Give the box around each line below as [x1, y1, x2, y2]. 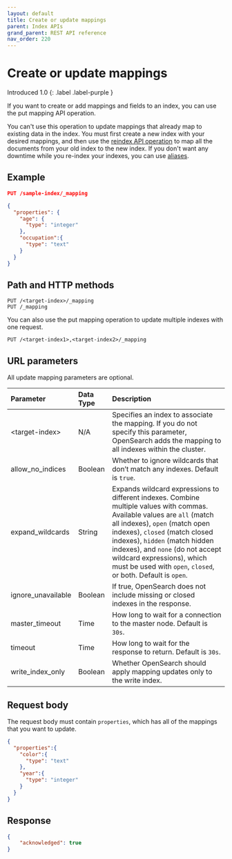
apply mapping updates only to [111, 667, 213, 677]
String [78, 527, 98, 537]
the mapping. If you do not [111, 419, 198, 428]
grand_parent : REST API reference [7, 29, 107, 37]
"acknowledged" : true [19, 840, 81, 847]
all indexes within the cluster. [111, 444, 206, 454]
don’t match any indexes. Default [111, 464, 219, 474]
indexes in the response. [111, 599, 191, 609]
